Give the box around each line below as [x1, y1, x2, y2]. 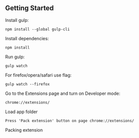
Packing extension [5, 127, 43, 133]
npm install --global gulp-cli [5, 27, 70, 32]
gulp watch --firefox [5, 81, 50, 86]
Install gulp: [5, 17, 29, 23]
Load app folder [5, 109, 38, 115]
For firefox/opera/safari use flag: [5, 72, 72, 78]
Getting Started [5, 4, 54, 12]
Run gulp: [5, 54, 25, 60]
